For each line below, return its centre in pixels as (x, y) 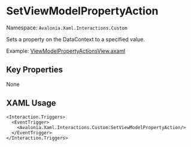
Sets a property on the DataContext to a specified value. (76, 39)
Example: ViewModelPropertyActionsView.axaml (66, 51)
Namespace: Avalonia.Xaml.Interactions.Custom (67, 28)
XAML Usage (31, 103)
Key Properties (34, 70)
